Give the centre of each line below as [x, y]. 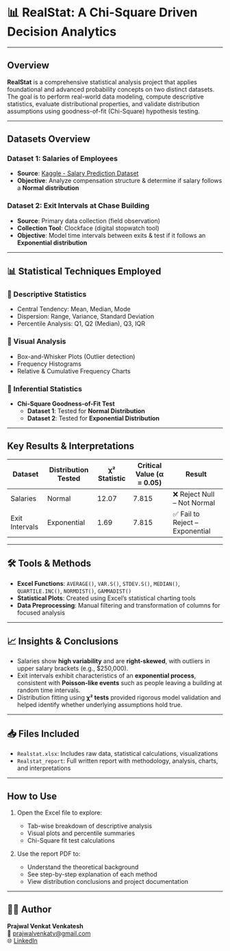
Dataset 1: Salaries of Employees [63, 159]
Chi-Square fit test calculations [71, 841]
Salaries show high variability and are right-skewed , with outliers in [113, 661]
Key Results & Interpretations [71, 446]
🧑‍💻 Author [29, 910]
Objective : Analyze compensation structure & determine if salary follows [119, 181]
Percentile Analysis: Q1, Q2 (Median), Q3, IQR [81, 324]
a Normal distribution [48, 188]
